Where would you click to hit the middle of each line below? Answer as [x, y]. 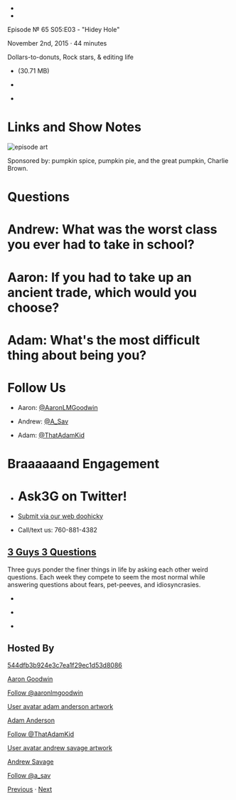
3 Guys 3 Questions [52, 552]
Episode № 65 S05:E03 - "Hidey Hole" [64, 30]
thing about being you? [77, 355]
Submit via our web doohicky [60, 516]
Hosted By [31, 648]
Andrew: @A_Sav [43, 421]
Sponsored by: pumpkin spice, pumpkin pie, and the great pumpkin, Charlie [118, 160]
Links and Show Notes [75, 127]
